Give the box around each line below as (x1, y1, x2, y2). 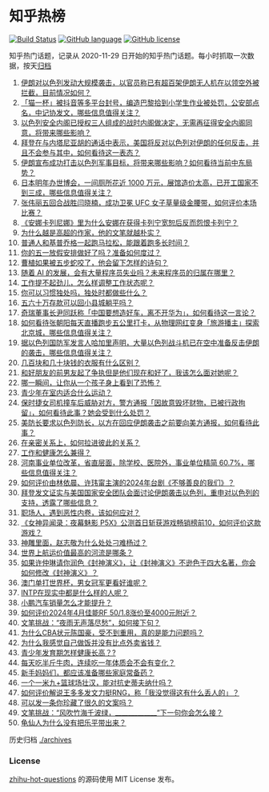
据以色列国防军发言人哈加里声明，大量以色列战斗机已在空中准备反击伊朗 (20, 338, 259, 347)
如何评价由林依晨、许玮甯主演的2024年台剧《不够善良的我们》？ (20, 478, 235, 487)
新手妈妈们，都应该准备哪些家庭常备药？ (20, 667, 155, 677)
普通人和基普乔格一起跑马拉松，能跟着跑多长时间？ (20, 238, 190, 247)
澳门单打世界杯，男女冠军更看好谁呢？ (20, 578, 147, 587)
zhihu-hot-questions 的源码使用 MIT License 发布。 (9, 774, 179, 784)
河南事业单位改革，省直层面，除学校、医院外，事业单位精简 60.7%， (20, 458, 248, 467)
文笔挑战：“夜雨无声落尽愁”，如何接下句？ (20, 618, 161, 627)
